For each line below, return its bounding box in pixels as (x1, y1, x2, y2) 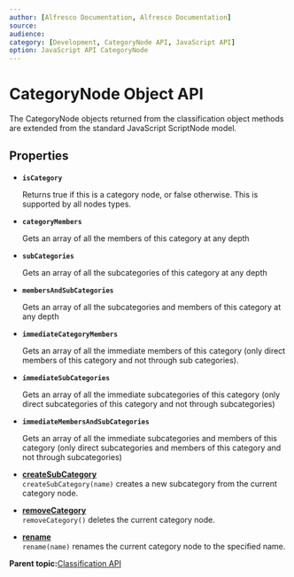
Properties (9, 148, 69, 164)
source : (9, 21, 38, 30)
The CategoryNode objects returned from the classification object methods (9, 113, 284, 124)
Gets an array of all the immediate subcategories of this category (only (21, 389, 281, 400)
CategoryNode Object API (9, 84, 204, 105)
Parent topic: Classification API (9, 558, 122, 568)
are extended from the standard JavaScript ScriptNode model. (9, 123, 237, 134)
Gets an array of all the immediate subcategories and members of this (21, 433, 277, 443)
